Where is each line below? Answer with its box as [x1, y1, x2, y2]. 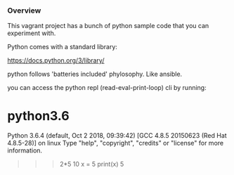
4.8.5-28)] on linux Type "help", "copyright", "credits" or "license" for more [7, 139, 223, 148]
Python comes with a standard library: [7, 43, 118, 51]
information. [7, 146, 43, 155]
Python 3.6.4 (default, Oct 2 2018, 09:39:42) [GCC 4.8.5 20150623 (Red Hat [7, 131, 227, 140]
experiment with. [7, 29, 56, 37]
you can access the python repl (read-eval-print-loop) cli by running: [7, 84, 207, 92]
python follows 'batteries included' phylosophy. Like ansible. [7, 70, 183, 79]
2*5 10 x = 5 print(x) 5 [59, 160, 124, 169]
